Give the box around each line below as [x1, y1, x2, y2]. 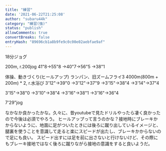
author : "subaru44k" [5, 16, 48, 21]
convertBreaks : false [5, 35, 50, 40]
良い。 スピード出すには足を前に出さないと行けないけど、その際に [22, 134, 159, 140]
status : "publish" [5, 26, 43, 31]
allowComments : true [5, 30, 48, 35]
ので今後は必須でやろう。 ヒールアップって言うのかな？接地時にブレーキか [5, 116, 158, 122]
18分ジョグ [5, 53, 27, 59]
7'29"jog [5, 100, 23, 105]
